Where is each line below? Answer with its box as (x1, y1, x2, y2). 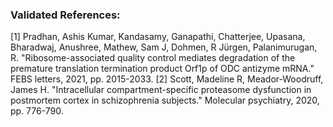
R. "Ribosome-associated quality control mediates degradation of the (10, 52, 296, 64)
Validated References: (10, 8, 121, 22)
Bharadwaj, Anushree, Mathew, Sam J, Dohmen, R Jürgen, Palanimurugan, (10, 41, 318, 53)
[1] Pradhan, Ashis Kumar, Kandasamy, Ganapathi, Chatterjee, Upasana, (10, 31, 306, 43)
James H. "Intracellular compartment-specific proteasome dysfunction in (10, 84, 312, 96)
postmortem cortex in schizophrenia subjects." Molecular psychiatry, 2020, (10, 94, 320, 107)
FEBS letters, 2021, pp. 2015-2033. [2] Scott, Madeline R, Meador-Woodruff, (10, 73, 324, 85)
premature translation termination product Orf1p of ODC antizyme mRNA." (10, 63, 315, 75)
